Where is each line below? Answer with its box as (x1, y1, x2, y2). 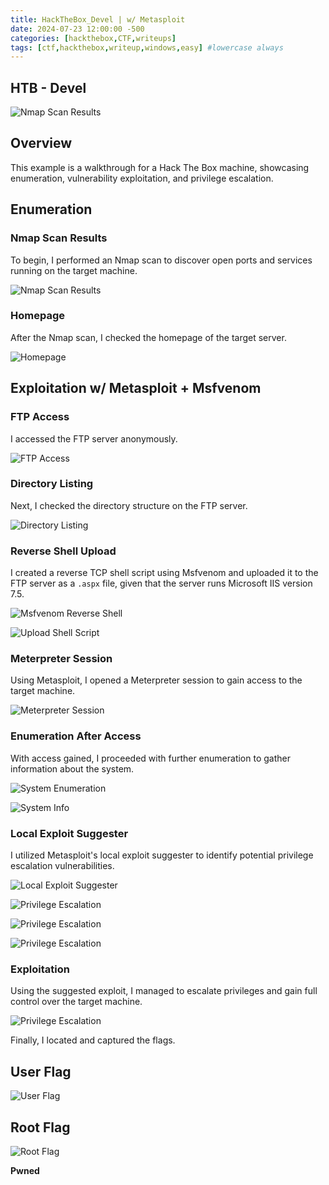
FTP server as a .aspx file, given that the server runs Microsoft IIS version (10, 577, 313, 590)
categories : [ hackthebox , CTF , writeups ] (10, 33, 177, 43)
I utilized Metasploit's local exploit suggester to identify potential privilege (10, 849, 314, 861)
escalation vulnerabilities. (10, 860, 115, 872)
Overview (10, 135, 73, 152)
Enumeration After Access (10, 729, 142, 743)
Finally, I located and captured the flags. (10, 1034, 176, 1046)
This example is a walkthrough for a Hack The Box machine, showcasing (10, 161, 310, 173)
